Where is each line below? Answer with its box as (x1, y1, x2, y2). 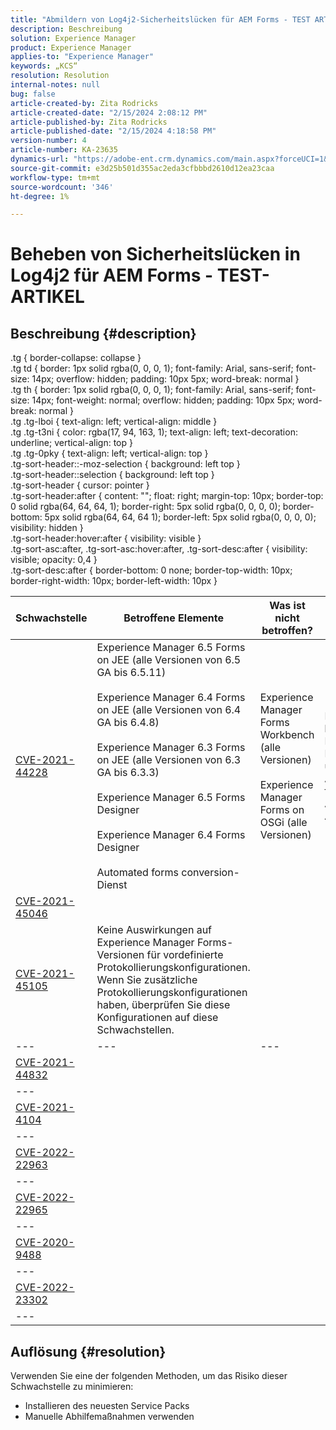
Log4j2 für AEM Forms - (10, 264, 214, 287)
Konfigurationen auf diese (96, 1011, 219, 1025)
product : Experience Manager (10, 42, 132, 53)
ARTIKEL (10, 286, 85, 308)
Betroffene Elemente (123, 611, 225, 625)
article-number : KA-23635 (10, 145, 118, 155)
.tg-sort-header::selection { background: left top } (10, 469, 215, 481)
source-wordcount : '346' (10, 182, 114, 192)
